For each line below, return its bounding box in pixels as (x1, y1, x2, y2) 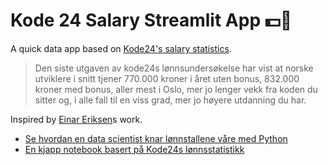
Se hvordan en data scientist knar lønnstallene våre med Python (24, 132, 288, 144)
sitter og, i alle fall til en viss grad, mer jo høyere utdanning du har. (34, 94, 307, 106)
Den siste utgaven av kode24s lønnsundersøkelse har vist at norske (34, 62, 314, 74)
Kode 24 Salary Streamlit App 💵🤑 (10, 9, 293, 32)
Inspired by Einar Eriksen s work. (10, 113, 143, 125)
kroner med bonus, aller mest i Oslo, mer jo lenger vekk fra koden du (34, 83, 318, 95)
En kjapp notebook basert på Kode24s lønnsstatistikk (24, 143, 245, 155)
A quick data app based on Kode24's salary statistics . (10, 42, 232, 54)
